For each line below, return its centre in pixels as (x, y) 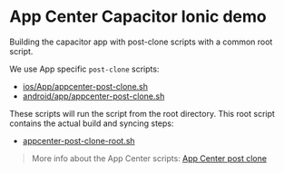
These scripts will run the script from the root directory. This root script (142, 113)
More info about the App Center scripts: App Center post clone (149, 158)
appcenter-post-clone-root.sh (78, 140)
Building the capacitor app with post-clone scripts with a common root (141, 42)
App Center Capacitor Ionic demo (138, 17)
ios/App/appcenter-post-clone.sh (85, 86)
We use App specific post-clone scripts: (84, 69)
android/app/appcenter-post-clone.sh (93, 96)
